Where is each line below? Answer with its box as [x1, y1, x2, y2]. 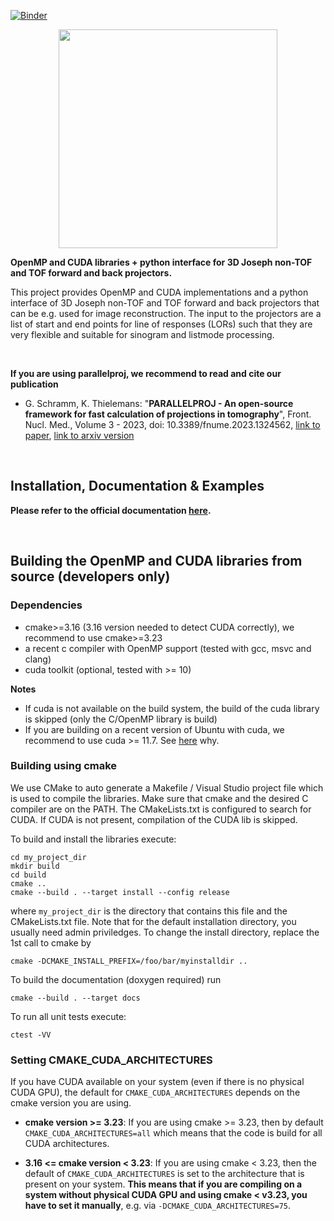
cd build [10, 870, 47, 880]
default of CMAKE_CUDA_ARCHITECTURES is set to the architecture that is [24, 1168, 305, 1180]
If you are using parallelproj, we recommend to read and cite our [10, 368, 282, 379]
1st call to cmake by [10, 936, 92, 949]
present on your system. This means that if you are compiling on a [24, 1178, 303, 1190]
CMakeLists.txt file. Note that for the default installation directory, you [10, 915, 297, 927]
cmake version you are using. [10, 1097, 132, 1109]
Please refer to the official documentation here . [10, 504, 212, 516]
